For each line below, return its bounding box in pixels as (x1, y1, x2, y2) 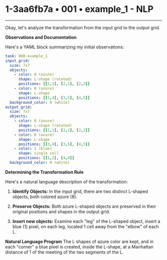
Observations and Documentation (5, 34, 77, 40)
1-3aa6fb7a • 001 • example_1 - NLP (5, 3, 154, 15)
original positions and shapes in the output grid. (12, 208, 110, 215)
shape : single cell (18, 151, 59, 156)
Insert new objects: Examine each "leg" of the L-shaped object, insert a (12, 218, 161, 224)
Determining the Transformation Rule (5, 169, 83, 175)
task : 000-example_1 (5, 53, 48, 58)
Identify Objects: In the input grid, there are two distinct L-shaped (12, 188, 148, 194)
